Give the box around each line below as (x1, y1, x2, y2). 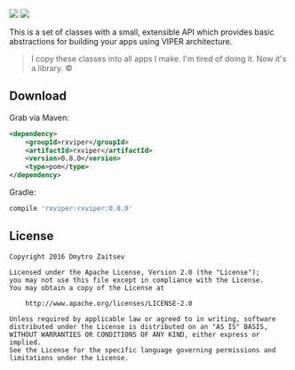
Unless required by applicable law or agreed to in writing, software (9, 314, 276, 324)
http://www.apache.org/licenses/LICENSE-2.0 (25, 299, 193, 308)
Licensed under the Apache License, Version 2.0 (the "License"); (9, 268, 260, 277)
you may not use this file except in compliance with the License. (9, 276, 265, 285)
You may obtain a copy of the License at (9, 283, 165, 293)
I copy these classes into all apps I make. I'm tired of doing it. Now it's (30, 53, 287, 64)
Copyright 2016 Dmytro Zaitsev (9, 252, 125, 261)
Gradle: (9, 187, 36, 197)
